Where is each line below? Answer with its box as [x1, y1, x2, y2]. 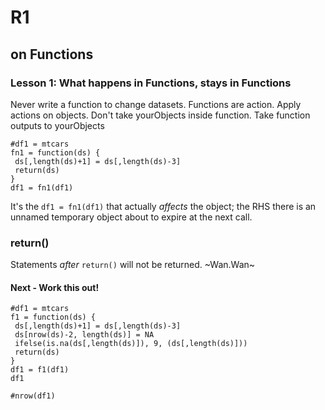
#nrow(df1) [10, 391, 56, 401]
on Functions [10, 46, 94, 63]
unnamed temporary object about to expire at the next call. [10, 211, 253, 223]
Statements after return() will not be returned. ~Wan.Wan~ [10, 259, 256, 271]
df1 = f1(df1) [10, 365, 70, 375]
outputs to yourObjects [10, 119, 105, 131]
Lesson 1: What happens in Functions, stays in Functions [10, 76, 292, 90]
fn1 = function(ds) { [10, 147, 101, 158]
